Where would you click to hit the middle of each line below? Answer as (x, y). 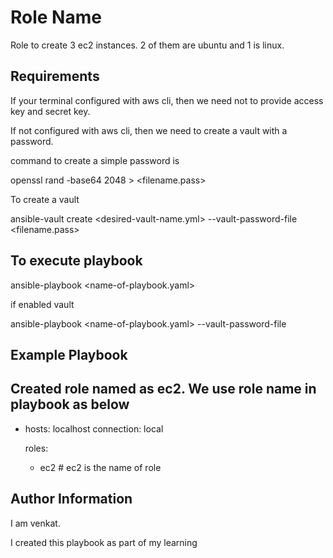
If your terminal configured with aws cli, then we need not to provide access (167, 100)
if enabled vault (42, 304)
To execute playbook (76, 261)
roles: (36, 448)
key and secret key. (50, 111)
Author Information (71, 499)
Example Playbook (69, 354)
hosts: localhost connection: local (94, 428)
